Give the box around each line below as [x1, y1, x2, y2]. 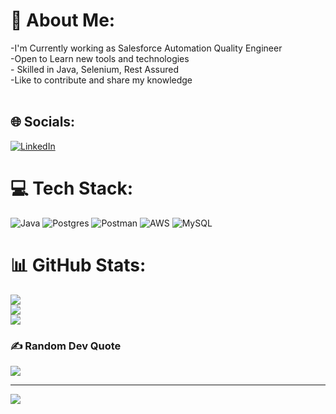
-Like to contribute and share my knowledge [10, 74, 193, 86]
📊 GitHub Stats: [10, 254, 147, 276]
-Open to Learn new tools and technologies [10, 52, 190, 64]
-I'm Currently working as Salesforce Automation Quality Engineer [10, 42, 283, 54]
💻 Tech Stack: [10, 177, 134, 199]
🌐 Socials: [10, 114, 76, 131]
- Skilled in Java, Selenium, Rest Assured [10, 63, 180, 75]
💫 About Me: [10, 9, 116, 32]
